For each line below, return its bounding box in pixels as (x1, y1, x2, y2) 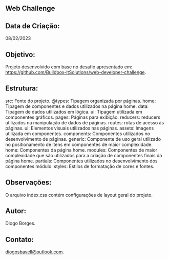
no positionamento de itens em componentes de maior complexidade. (5, 141, 153, 147)
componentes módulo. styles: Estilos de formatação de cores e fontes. (5, 163, 155, 169)
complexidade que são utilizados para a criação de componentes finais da (5, 152, 162, 158)
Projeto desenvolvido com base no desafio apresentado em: (5, 64, 133, 70)
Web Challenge (5, 4, 55, 13)
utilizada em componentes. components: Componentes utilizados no (5, 131, 150, 137)
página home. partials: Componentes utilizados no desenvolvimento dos (5, 158, 158, 164)
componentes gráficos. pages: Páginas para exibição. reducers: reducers (5, 114, 160, 120)
